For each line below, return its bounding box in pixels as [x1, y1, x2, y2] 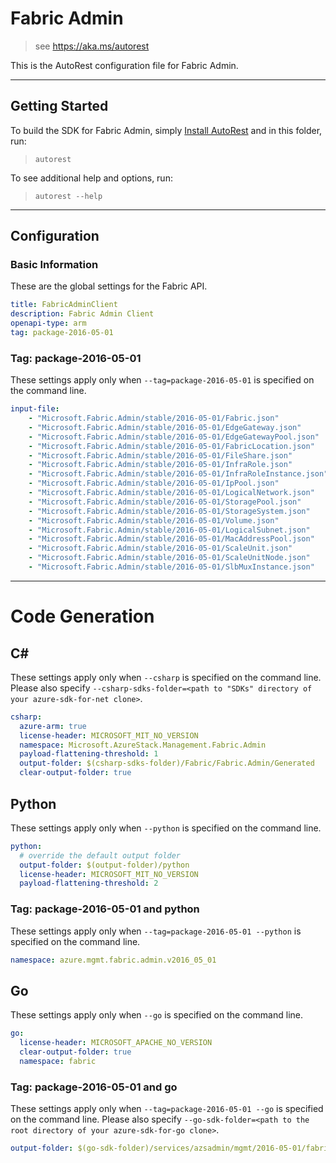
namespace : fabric [19, 1056, 97, 1066]
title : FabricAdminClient [10, 300, 118, 310]
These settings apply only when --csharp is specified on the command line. [10, 671, 322, 683]
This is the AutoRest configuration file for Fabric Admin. [10, 59, 239, 71]
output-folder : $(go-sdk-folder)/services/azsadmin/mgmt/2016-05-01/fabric [10, 1143, 333, 1154]
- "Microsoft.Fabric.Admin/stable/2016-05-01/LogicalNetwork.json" [28, 488, 315, 498]
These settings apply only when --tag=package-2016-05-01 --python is [10, 925, 302, 937]
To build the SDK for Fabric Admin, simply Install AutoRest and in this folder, [10, 124, 323, 136]
